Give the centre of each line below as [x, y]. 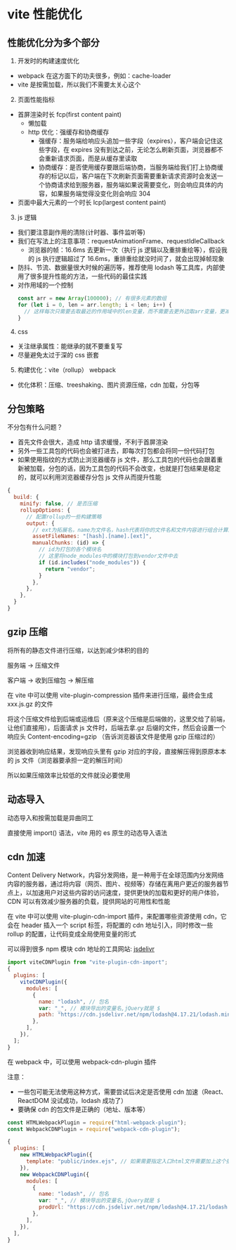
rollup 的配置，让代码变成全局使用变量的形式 [72, 934]
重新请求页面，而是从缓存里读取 [91, 158]
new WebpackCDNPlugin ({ [55, 1174]
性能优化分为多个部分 [53, 43]
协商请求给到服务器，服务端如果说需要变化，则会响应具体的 [131, 185]
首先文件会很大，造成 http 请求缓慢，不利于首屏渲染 [93, 442]
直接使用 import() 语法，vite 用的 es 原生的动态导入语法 [87, 833]
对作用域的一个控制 [45, 285]
